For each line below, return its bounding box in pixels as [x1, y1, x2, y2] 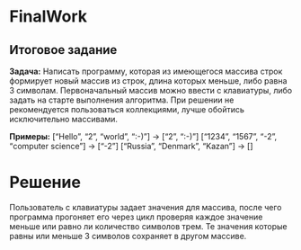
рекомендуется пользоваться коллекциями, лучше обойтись [9, 104, 245, 114]
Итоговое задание [9, 42, 118, 58]
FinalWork [9, 6, 88, 27]
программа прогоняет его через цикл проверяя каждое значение [9, 211, 263, 222]
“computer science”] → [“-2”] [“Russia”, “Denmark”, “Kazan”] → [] [9, 141, 253, 151]
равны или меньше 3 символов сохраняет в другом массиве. [9, 230, 247, 241]
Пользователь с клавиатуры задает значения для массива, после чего [9, 201, 282, 212]
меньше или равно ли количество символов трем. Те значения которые [9, 220, 288, 231]
